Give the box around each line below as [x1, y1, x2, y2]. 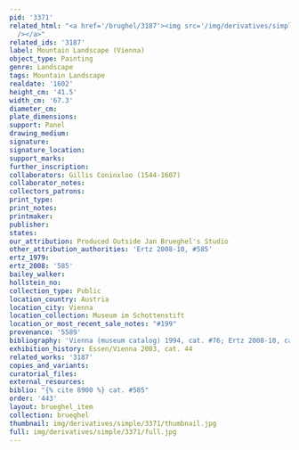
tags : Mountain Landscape [9, 71, 105, 80]
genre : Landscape [9, 63, 74, 72]
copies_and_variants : [9, 361, 90, 370]
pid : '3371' [9, 12, 53, 22]
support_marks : [9, 153, 66, 163]
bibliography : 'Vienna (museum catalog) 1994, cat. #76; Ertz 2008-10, [9, 336, 280, 345]
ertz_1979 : [9, 253, 50, 263]
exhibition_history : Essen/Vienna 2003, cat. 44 [9, 344, 193, 353]
